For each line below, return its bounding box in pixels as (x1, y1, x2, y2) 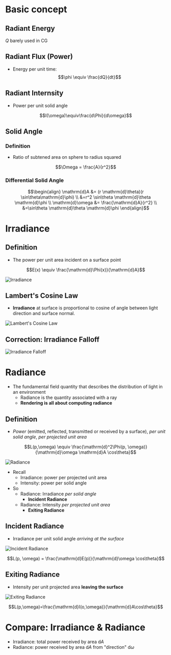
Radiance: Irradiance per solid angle (20, 491, 97, 497)
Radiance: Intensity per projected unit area (20, 501, 111, 508)
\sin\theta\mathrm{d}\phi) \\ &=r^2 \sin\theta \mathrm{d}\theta (20, 194, 151, 200)
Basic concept (5, 4, 67, 15)
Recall (12, 469, 26, 475)
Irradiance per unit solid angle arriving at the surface (12, 535, 124, 541)
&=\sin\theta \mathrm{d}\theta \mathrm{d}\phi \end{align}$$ (22, 205, 150, 211)
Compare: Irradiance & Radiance (5, 621, 145, 633)
